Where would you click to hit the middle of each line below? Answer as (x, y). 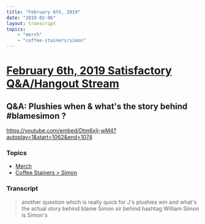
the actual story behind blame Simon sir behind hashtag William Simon (110, 208)
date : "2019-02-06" (31, 18)
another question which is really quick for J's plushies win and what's (109, 202)
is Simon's (34, 215)
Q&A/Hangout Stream (63, 84)
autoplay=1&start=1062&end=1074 (50, 137)
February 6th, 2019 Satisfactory (89, 71)
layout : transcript (31, 23)
